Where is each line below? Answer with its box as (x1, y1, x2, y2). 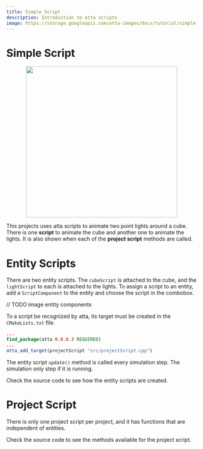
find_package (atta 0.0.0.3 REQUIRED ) (6, 337, 101, 343)
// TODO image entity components (6, 301, 92, 308)
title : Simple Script (6, 8, 61, 15)
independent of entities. (6, 424, 66, 431)
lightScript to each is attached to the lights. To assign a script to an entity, (6, 283, 194, 290)
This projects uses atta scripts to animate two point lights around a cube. (6, 222, 187, 230)
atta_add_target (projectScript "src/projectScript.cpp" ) (6, 347, 153, 354)
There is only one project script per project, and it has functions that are (6, 418, 185, 425)
